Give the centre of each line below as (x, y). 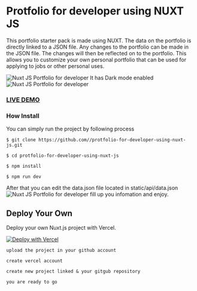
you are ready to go (32, 282)
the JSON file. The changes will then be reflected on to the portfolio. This (96, 53)
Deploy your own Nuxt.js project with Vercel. (61, 227)
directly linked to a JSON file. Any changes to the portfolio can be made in (97, 47)
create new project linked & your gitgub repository (73, 271)
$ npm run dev (24, 177)
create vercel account (34, 261)
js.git (14, 145)
